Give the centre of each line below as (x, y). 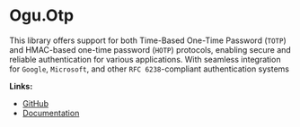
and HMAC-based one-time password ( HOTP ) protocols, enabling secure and (150, 49)
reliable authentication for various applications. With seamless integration (145, 59)
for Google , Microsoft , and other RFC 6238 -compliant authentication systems (150, 69)
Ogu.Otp (42, 16)
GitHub (35, 103)
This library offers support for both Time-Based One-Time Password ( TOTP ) (148, 40)
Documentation (51, 113)
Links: (21, 86)
